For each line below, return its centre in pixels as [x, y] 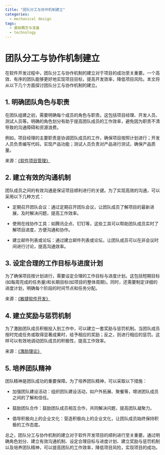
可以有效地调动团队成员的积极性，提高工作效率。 [59, 341]
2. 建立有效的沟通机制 [38, 178]
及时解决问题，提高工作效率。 [51, 213]
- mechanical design [30, 19]
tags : [11, 23]
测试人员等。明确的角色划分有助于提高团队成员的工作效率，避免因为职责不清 [82, 121]
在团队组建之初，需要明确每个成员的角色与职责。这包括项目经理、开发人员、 [82, 115]
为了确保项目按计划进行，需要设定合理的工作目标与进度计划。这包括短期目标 [82, 276]
